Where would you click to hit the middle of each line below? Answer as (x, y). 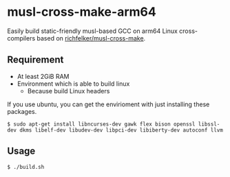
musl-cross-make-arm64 (82, 12)
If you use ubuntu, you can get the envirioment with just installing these (108, 104)
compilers (21, 38)
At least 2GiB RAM (43, 76)
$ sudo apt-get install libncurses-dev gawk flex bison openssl (101, 124)
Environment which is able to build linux (73, 84)
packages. (22, 111)
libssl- (209, 124)
